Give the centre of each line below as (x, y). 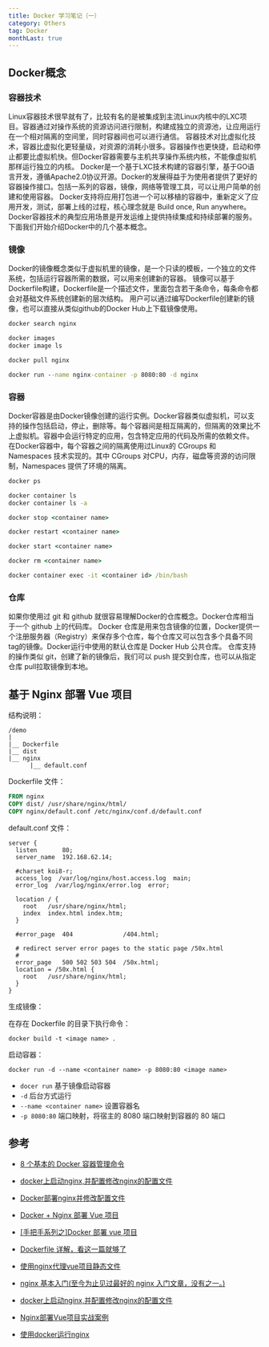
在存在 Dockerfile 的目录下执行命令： (69, 1023)
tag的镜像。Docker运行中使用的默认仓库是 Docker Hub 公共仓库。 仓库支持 (132, 647)
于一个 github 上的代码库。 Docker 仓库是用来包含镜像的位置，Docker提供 (131, 627)
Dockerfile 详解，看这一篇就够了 (73, 1249)
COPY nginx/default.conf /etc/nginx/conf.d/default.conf (105, 811)
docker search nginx (43, 324)
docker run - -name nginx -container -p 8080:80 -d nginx (103, 375)
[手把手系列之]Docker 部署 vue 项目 (78, 1232)
